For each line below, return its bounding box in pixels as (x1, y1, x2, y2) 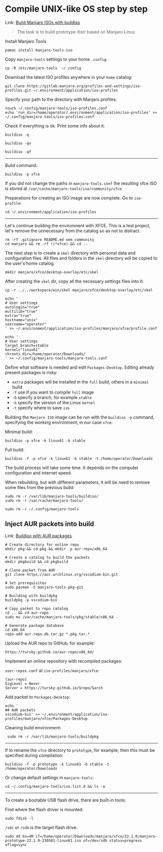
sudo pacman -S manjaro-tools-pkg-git (5, 585, 83, 590)
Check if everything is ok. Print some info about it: (5, 123, 105, 128)
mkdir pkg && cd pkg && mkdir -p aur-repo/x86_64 (5, 546, 108, 551)
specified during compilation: (5, 752, 64, 758)
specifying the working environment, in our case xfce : (5, 419, 113, 425)
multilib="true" (5, 309, 38, 314)
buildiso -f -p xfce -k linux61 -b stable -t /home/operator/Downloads (5, 456, 153, 461)
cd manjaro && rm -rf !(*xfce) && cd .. (5, 241, 88, 246)
